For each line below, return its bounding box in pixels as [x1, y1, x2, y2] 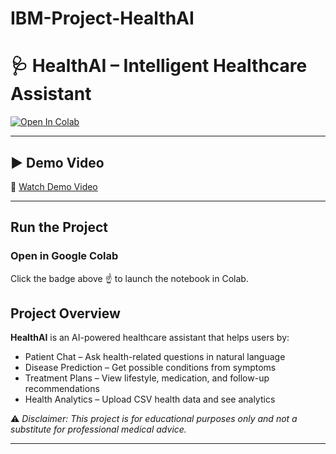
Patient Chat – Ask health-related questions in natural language [24, 351, 286, 363]
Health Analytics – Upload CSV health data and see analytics [24, 393, 276, 406]
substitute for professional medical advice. [10, 423, 187, 436]
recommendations [24, 383, 100, 395]
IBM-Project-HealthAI [10, 7, 195, 30]
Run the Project [10, 219, 108, 236]
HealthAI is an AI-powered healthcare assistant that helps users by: [10, 332, 290, 344]
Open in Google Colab [10, 249, 119, 263]
